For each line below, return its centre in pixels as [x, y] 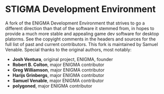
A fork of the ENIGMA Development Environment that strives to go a [75, 23]
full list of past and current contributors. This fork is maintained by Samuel [82, 44]
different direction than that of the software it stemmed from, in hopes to [80, 28]
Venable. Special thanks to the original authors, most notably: [68, 49]
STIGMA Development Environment [80, 9]
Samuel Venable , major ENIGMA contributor [58, 80]
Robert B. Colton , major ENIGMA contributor [58, 64]
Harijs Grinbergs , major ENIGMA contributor [58, 75]
